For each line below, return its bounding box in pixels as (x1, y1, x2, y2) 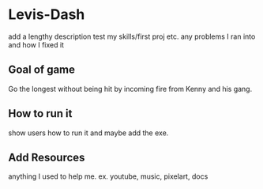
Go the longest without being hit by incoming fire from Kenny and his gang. (8, 84, 253, 93)
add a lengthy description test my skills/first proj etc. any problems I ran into (8, 32, 256, 41)
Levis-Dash (8, 6, 85, 24)
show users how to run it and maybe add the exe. (8, 128, 169, 138)
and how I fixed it (8, 40, 65, 49)
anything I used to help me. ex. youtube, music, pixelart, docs (8, 172, 209, 181)
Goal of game (8, 63, 76, 77)
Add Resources (8, 150, 85, 164)
